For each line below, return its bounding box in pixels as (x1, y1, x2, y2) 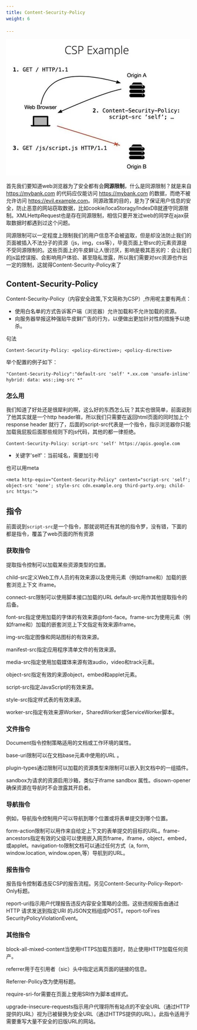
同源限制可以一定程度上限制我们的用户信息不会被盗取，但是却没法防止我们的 (6, 232, 192, 239)
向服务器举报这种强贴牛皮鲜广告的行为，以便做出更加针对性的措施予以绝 (14, 315, 190, 323)
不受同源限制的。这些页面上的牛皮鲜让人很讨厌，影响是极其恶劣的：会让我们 (6, 246, 192, 254)
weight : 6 (6, 15, 31, 22)
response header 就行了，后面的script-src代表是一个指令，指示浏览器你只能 (6, 421, 191, 428)
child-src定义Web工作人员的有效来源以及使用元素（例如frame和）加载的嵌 (6, 574, 187, 581)
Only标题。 (6, 887, 34, 894)
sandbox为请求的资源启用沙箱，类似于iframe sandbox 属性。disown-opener (6, 776, 191, 784)
